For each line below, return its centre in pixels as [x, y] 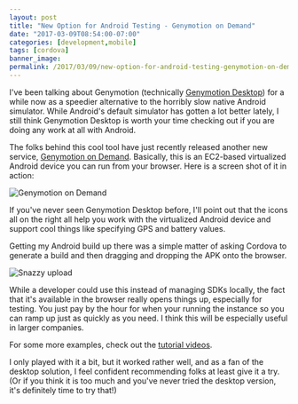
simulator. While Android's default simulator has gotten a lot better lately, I [144, 111]
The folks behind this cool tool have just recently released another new [139, 147]
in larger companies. [47, 327]
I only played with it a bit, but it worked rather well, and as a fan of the [137, 361]
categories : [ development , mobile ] [73, 42]
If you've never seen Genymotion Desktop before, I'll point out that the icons [149, 210]
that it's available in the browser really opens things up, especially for [136, 299]
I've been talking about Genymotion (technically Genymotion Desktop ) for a [147, 92]
